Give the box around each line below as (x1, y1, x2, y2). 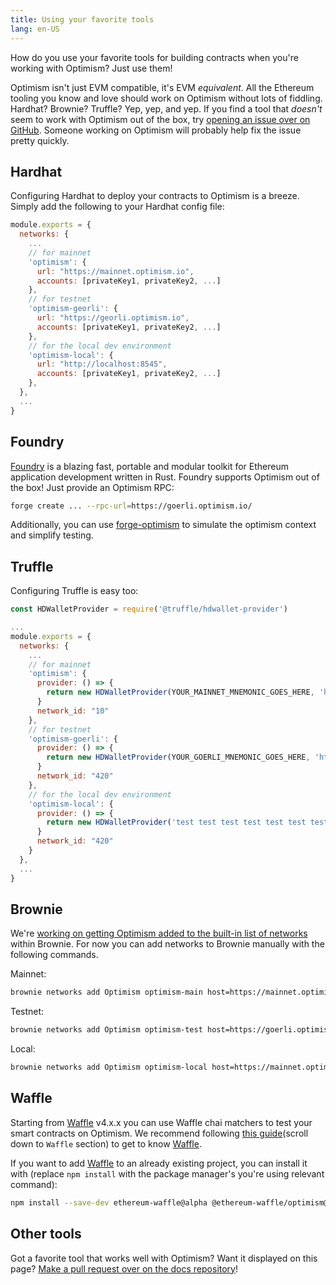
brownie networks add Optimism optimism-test (10, 1025, 203, 1035)
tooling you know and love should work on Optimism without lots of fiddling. (10, 92, 323, 104)
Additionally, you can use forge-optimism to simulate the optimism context (10, 519, 317, 531)
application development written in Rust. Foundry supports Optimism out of (10, 471, 320, 483)
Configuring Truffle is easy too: (10, 585, 139, 597)
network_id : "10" (36, 706, 110, 716)
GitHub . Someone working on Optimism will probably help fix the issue (10, 124, 302, 136)
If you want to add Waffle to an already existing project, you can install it (10, 1157, 308, 1169)
